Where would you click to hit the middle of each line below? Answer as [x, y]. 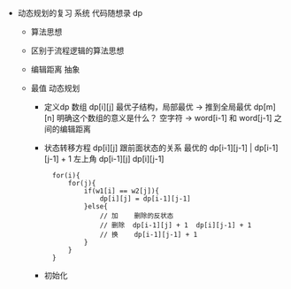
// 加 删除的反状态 [137, 216]
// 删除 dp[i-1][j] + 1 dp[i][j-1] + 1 [176, 225]
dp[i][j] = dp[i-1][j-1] [145, 199]
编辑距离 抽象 [55, 69]
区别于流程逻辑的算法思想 [77, 50]
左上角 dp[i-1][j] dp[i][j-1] [119, 159]
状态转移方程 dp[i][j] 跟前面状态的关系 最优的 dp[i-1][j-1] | [148, 148]
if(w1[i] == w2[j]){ [122, 191]
